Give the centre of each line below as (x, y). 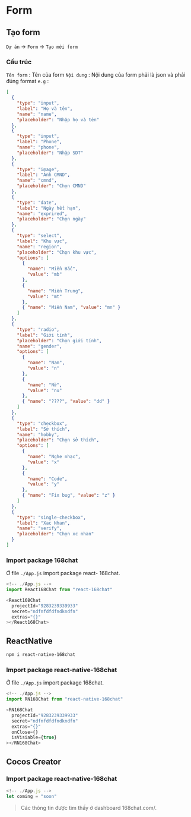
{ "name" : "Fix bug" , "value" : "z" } (69, 496)
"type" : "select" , (39, 236)
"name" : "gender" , (39, 346)
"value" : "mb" (45, 275)
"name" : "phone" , (38, 147)
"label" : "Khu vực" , (42, 241)
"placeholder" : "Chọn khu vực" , (57, 252)
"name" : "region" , (39, 247)
